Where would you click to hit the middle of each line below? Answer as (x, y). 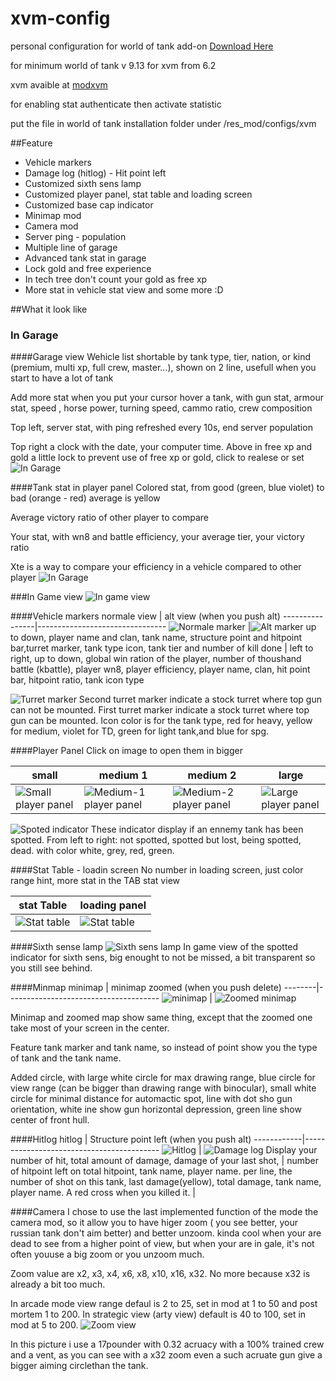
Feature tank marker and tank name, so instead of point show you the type (164, 1048)
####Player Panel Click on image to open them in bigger (126, 751)
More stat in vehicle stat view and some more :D (124, 289)
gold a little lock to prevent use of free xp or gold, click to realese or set (157, 458)
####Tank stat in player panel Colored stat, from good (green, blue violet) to (167, 488)
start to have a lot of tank (62, 378)
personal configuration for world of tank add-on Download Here (142, 46)
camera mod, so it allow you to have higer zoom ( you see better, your (154, 1223)
